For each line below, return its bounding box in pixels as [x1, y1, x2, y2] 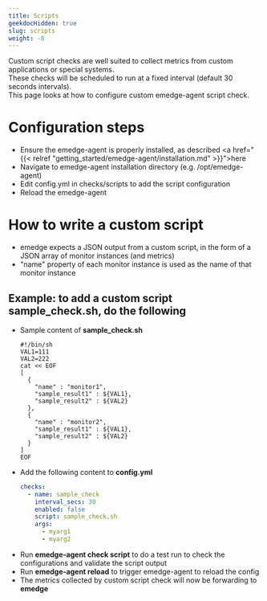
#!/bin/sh [19, 341, 54, 349]
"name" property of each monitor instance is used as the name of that [19, 260, 252, 269]
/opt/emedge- [196, 162, 244, 172]
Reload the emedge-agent [19, 188, 107, 198]
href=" [232, 145, 255, 155]
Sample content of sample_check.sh [19, 325, 143, 334]
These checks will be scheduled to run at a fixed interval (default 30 [8, 73, 233, 83]
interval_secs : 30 [34, 497, 96, 506]
